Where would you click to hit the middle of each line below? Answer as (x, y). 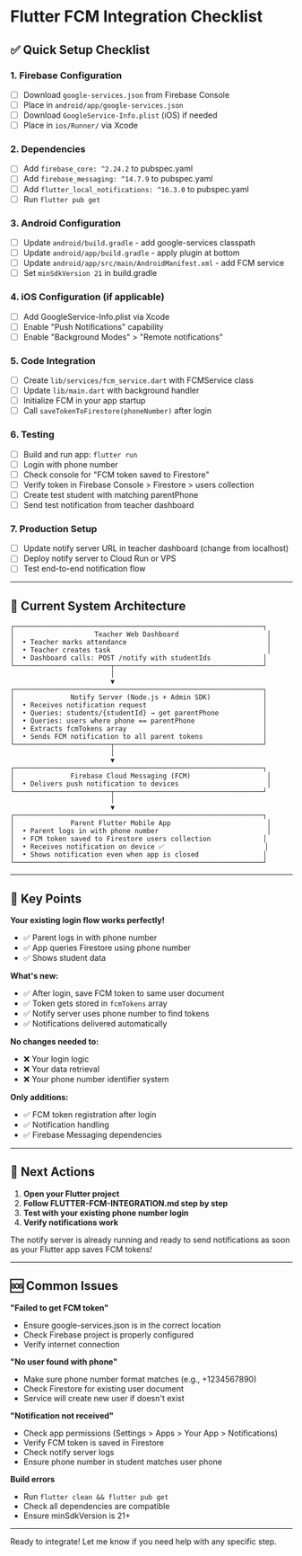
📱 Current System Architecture (98, 605)
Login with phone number (71, 464)
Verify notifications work (71, 1222)
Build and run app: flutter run (80, 454)
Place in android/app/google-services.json (103, 104)
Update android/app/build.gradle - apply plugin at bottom (131, 253)
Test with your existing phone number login (106, 1213)
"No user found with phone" (64, 1361)
